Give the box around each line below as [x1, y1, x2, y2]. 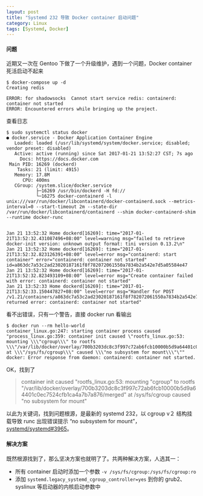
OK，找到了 [6, 366, 36, 374]
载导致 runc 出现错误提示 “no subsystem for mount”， [6, 418, 141, 425]
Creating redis [6, 85, 45, 91]
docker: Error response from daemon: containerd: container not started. [6, 355, 196, 361]
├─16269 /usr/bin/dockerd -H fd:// [36, 188, 126, 194]
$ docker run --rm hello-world [6, 323, 85, 329]
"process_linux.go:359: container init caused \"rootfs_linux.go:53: [6, 333, 185, 340]
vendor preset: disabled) [6, 146, 71, 152]
